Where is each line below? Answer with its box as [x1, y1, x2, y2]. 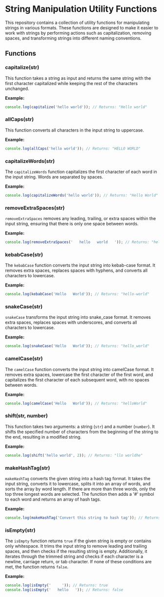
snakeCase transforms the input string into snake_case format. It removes [5, 314, 151, 320]
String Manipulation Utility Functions [5, 3, 157, 15]
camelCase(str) [5, 355, 43, 362]
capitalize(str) [5, 64, 40, 71]
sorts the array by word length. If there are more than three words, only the [5, 486, 156, 492]
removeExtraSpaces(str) [5, 204, 65, 211]
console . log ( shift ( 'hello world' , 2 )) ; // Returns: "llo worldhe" [5, 453, 143, 458]
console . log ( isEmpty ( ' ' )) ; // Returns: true [5, 583, 108, 588]
